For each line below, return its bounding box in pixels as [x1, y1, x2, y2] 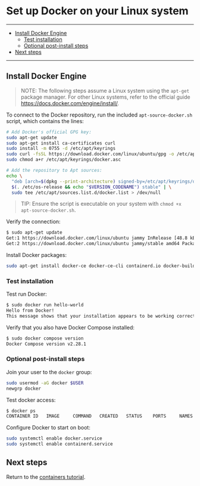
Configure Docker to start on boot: [6, 424, 90, 431]
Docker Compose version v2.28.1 [6, 341, 86, 347]
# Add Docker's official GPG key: [6, 129, 92, 135]
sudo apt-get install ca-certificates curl [6, 140, 116, 146]
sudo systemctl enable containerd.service [6, 441, 113, 447]
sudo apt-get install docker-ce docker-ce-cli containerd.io [6, 263, 161, 269]
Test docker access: [6, 396, 56, 403]
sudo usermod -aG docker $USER [6, 380, 84, 386]
